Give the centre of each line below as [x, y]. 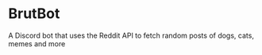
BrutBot [34, 14]
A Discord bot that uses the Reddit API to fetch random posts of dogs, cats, [131, 35]
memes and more [37, 43]
